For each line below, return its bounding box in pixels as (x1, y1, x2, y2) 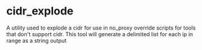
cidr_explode (6, 4, 74, 18)
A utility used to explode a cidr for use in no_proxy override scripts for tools (6, 24, 197, 31)
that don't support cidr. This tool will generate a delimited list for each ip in (6, 30, 193, 37)
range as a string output (6, 37, 67, 44)
